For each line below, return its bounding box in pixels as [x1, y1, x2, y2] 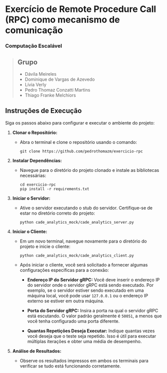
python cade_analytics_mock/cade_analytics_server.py [19, 220, 134, 225]
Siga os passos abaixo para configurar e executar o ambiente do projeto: [5, 120, 155, 125]
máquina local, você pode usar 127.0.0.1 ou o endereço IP [27, 292, 149, 298]
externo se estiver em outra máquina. [27, 298, 105, 304]
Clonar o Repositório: [12, 129, 58, 135]
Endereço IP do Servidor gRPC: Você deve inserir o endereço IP [27, 276, 160, 282]
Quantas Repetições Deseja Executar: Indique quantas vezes [27, 328, 155, 334]
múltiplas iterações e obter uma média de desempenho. [27, 338, 142, 344]
